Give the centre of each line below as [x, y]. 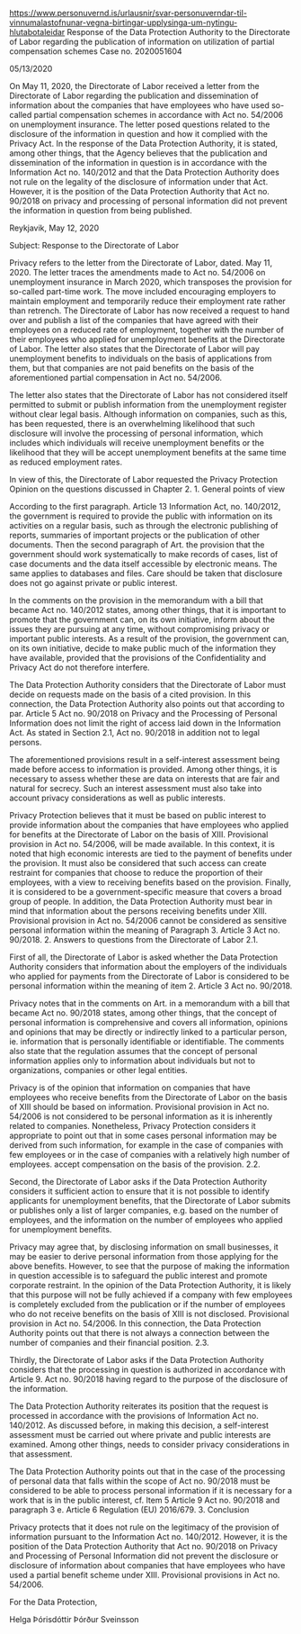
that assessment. [41, 1454]
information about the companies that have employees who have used [139, 105]
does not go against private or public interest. [93, 583]
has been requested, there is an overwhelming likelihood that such [133, 424]
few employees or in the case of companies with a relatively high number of [150, 1155]
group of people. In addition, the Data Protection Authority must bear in [141, 901]
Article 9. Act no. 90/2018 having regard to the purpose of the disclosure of [149, 1379]
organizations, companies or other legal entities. [99, 1070]
